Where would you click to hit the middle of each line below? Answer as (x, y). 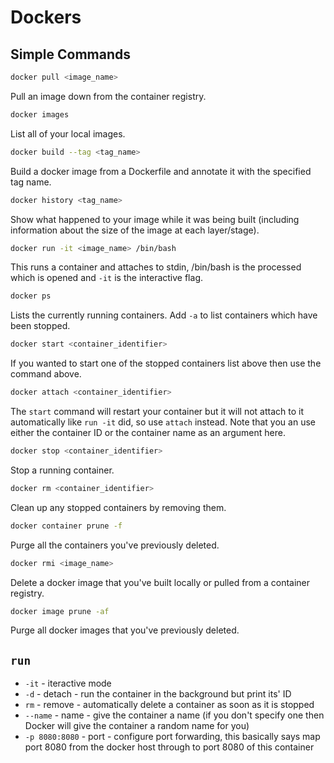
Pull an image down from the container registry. (108, 96)
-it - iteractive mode (68, 683)
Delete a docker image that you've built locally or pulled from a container (160, 582)
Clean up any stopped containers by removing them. (118, 507)
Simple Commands (71, 54)
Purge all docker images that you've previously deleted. (125, 630)
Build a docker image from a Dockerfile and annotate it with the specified (161, 171)
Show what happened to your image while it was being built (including (155, 219)
